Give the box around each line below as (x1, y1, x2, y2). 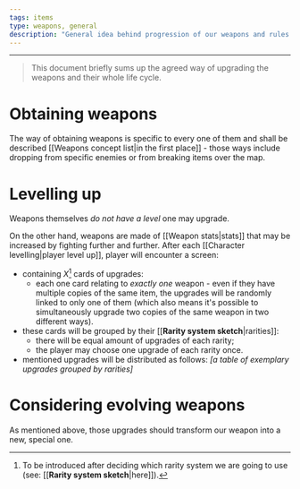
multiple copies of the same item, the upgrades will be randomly (35, 287, 272, 298)
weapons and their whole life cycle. (30, 73, 162, 83)
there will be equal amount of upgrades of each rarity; (35, 335, 235, 346)
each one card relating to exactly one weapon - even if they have (35, 278, 276, 288)
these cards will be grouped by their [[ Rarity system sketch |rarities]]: (21, 325, 279, 336)
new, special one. (9, 433, 74, 444)
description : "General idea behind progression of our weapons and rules (9, 30, 290, 39)
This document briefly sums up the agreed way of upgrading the (30, 63, 270, 73)
